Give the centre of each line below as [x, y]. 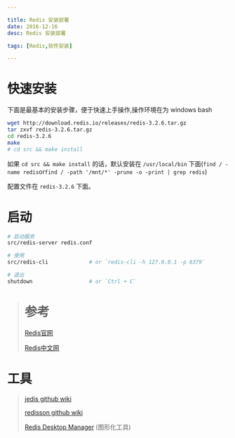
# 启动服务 [21, 237]
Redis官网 [39, 332]
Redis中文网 [42, 348]
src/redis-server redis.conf [50, 243]
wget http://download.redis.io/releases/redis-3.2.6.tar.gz [97, 123]
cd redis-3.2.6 [29, 136]
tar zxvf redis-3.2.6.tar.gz [50, 130]
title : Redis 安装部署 [38, 20]
